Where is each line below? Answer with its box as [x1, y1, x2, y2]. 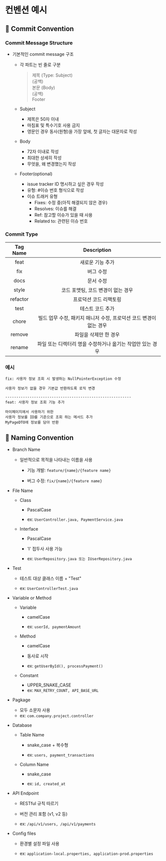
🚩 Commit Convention [5, 24, 74, 33]
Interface [19, 526, 39, 532]
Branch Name [12, 447, 41, 453]
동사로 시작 [27, 653, 48, 659]
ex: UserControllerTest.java [19, 586, 78, 591]
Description [83, 247, 112, 254]
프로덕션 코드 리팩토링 [73, 296, 122, 303]
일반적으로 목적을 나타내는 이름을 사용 [19, 457, 93, 463]
